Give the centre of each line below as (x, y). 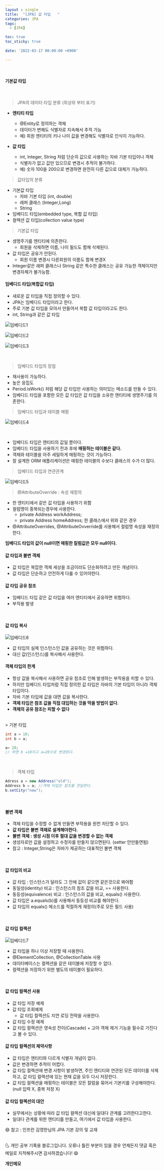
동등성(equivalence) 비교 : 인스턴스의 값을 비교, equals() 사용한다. (77, 895)
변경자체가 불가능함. (31, 272)
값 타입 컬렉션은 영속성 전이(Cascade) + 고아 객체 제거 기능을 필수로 (78, 1028)
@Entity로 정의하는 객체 (43, 123)
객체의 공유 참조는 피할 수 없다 (41, 709)
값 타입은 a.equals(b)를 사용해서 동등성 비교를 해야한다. (66, 900)
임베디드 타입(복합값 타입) (30, 284)
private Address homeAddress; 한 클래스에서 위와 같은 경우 (78, 520)
